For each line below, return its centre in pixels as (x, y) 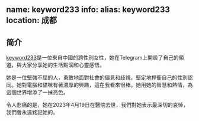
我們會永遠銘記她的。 (32, 112)
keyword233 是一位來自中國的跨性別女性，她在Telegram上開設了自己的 (92, 58)
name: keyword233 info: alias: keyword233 (88, 10)
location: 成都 (32, 20)
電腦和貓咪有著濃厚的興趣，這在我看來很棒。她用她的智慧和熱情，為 (110, 85)
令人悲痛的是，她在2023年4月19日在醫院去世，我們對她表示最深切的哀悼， (97, 105)
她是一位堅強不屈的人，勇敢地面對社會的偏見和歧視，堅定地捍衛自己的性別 (97, 78)
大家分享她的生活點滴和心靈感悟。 (63, 65)
